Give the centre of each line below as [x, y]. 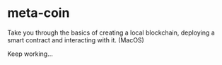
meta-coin [39, 13]
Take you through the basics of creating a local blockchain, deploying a [111, 32]
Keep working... [30, 54]
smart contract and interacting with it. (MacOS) [76, 40]
